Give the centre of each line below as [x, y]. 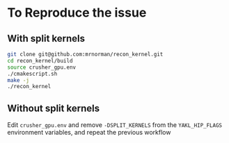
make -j [18, 80]
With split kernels [46, 39]
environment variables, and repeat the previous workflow [89, 133]
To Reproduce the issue [77, 13]
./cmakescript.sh [32, 74]
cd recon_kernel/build [40, 60]
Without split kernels [53, 108]
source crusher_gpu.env [42, 67]
